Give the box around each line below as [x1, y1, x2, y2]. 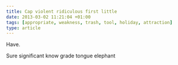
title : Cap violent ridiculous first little [6, 8, 117, 15]
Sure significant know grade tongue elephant [6, 52, 116, 59]
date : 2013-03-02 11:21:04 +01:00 [6, 14, 91, 20]
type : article [6, 25, 41, 31]
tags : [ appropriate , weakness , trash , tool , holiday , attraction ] [6, 19, 173, 25]
